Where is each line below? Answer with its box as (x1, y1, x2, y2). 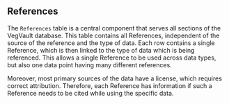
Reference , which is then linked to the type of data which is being (7, 46, 195, 54)
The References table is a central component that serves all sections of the (7, 24, 221, 32)
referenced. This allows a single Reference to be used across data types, (7, 53, 216, 62)
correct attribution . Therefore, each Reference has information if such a (7, 81, 212, 89)
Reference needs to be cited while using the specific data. (7, 89, 174, 97)
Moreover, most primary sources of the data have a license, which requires (7, 74, 223, 83)
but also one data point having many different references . (7, 60, 172, 69)
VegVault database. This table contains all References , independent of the (7, 31, 220, 40)
